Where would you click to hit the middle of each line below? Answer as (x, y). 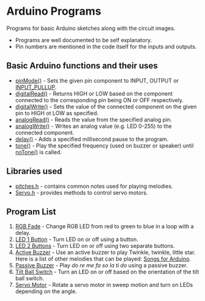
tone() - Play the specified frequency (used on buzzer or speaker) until (104, 146)
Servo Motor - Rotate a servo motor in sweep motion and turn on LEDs (104, 285)
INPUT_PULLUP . (36, 87)
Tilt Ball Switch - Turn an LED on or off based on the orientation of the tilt (107, 272)
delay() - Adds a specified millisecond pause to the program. (92, 139)
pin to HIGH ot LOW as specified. (57, 113)
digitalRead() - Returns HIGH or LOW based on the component (94, 94)
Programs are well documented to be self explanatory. (84, 40)
